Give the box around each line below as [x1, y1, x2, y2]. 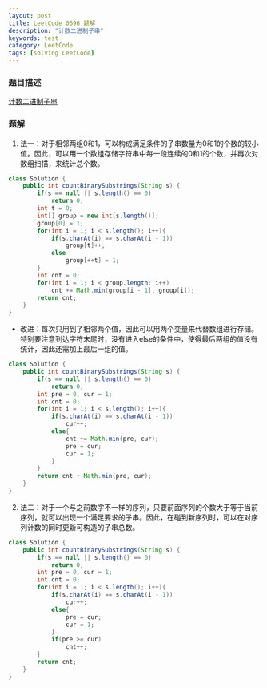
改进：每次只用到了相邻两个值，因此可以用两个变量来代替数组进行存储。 [19, 324, 258, 334]
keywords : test [8, 34, 59, 42]
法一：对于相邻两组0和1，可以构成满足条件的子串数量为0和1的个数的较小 [19, 138, 259, 148]
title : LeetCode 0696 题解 [8, 19, 96, 27]
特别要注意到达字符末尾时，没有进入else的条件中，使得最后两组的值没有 [19, 334, 258, 344]
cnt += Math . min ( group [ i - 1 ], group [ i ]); [50, 286, 195, 294]
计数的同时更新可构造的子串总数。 [26, 522, 140, 532]
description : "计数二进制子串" [8, 26, 104, 34]
